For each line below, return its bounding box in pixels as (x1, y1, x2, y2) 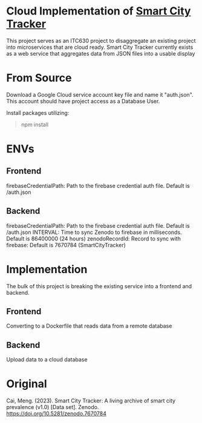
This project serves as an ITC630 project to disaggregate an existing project (6, 37, 196, 44)
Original (6, 377, 47, 391)
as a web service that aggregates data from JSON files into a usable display (6, 50, 195, 57)
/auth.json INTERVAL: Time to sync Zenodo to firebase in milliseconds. (6, 228, 183, 236)
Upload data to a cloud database (6, 356, 88, 363)
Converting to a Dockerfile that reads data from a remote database (6, 322, 172, 330)
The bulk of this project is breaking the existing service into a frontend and (6, 282, 192, 289)
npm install (21, 121, 49, 128)
